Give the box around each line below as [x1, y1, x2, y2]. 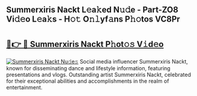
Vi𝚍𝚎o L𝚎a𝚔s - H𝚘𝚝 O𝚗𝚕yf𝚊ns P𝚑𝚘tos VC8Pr [6, 14, 180, 25]
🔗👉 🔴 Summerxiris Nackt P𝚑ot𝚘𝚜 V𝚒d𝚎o [6, 39, 164, 49]
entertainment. [6, 84, 43, 91]
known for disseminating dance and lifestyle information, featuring [6, 65, 171, 71]
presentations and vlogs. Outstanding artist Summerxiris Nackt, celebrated [6, 71, 191, 78]
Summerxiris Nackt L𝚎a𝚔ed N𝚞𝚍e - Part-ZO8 [6, 5, 178, 15]
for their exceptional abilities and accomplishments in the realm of [6, 77, 169, 85]
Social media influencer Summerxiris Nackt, [79, 58, 188, 65]
